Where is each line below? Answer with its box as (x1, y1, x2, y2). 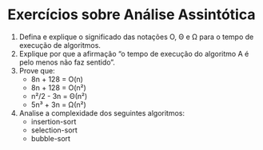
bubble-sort (30, 133, 71, 143)
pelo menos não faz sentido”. (18, 57, 115, 67)
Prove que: (18, 65, 55, 75)
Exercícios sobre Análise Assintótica (7, 6, 256, 24)
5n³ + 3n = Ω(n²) (30, 100, 87, 109)
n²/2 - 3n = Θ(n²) (30, 91, 88, 101)
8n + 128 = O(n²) (30, 82, 87, 93)
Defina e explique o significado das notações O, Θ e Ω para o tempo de (18, 32, 254, 41)
